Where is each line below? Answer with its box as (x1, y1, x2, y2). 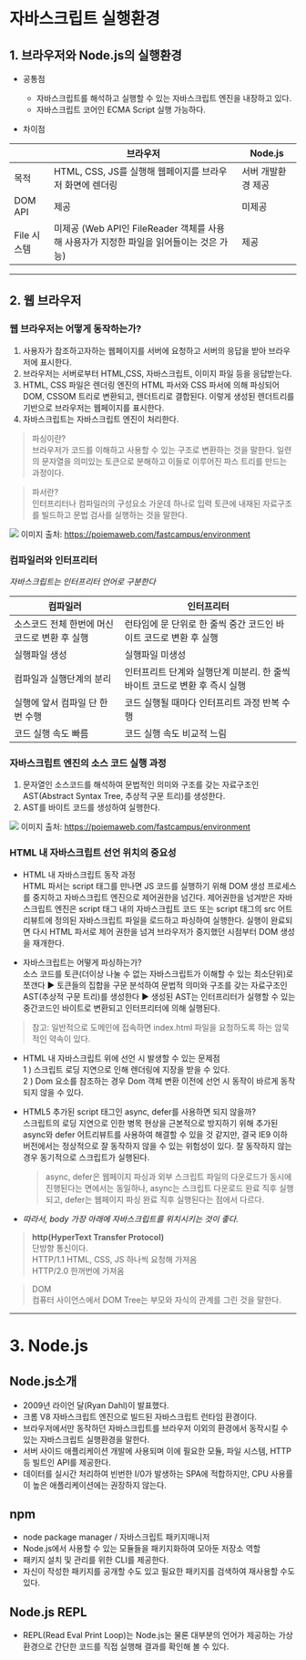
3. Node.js (9, 1335, 89, 1355)
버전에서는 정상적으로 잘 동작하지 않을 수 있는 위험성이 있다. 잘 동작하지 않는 (22, 1140, 293, 1151)
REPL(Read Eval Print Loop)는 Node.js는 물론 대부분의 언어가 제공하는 (22, 1630, 277, 1641)
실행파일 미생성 (124, 648, 187, 661)
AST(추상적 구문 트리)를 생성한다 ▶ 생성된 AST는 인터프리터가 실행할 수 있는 (22, 991, 296, 1001)
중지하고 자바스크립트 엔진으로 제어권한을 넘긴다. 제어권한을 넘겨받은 (32, 891, 276, 903)
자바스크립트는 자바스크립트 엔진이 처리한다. (22, 413, 179, 424)
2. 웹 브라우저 (9, 293, 82, 308)
